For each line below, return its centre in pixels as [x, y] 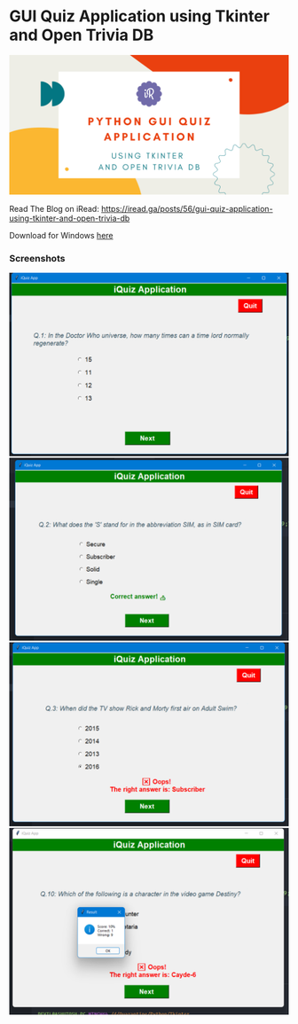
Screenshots [37, 258]
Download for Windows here [61, 235]
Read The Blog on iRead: [54, 208]
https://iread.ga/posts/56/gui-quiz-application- [187, 208]
